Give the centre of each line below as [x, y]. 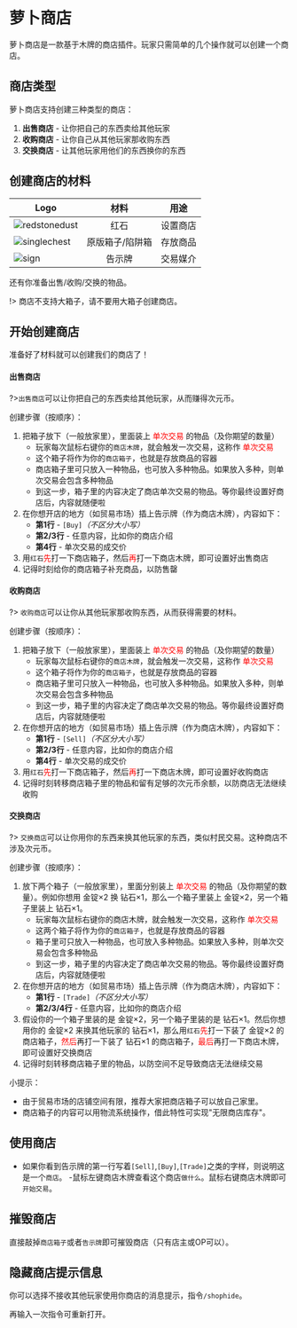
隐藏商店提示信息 [56, 1273]
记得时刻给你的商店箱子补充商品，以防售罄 [100, 569]
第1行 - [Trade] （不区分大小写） [94, 997]
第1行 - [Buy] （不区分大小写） [90, 524]
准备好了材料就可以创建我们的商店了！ [79, 355]
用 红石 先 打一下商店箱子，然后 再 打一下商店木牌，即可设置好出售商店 [145, 558]
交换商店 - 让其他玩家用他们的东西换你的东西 [104, 150]
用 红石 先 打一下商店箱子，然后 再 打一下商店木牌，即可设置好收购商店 [145, 772]
